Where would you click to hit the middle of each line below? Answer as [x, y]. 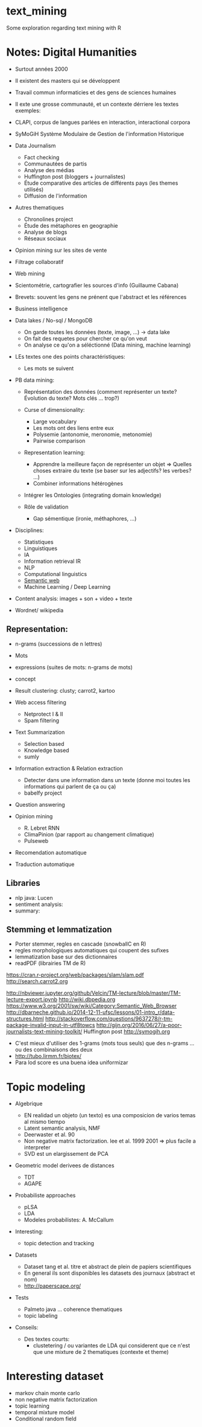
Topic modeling [46, 1087]
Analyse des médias [49, 170]
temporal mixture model [45, 1413]
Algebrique [29, 1104]
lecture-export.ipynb [32, 999]
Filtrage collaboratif [39, 261]
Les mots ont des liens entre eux [74, 428]
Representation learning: [55, 452]
